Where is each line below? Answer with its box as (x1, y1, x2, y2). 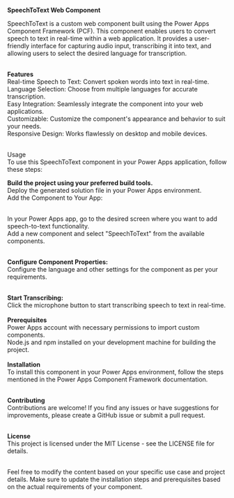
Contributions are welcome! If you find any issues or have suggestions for (7, 404, 219, 411)
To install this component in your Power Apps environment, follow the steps (7, 368, 224, 376)
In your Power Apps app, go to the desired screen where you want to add (7, 214, 218, 223)
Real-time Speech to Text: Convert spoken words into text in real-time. (7, 78, 210, 86)
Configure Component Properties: (7, 258, 108, 266)
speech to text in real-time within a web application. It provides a (7, 34, 193, 43)
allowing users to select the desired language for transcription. (7, 49, 187, 57)
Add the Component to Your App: (7, 193, 103, 202)
